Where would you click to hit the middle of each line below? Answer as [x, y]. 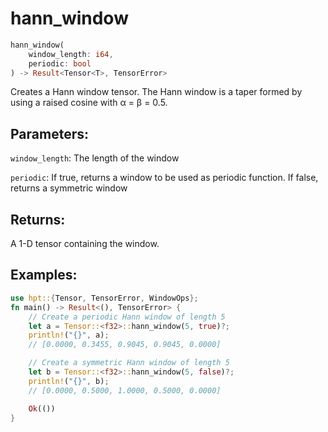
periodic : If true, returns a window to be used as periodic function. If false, [164, 178]
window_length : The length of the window [95, 158]
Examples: [44, 275]
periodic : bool [60, 63]
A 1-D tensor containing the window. [85, 244]
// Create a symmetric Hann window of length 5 [129, 363]
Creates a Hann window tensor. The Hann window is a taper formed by [156, 92]
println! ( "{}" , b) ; [69, 381]
